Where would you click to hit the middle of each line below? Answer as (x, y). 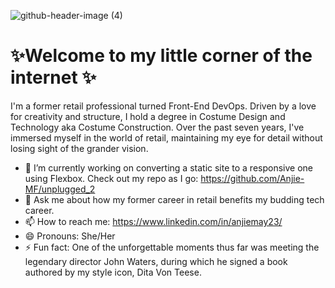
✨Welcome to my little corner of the (161, 56)
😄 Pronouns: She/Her (70, 236)
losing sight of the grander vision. (79, 148)
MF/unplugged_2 (60, 189)
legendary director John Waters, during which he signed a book (156, 261)
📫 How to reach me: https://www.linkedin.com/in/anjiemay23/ (153, 221)
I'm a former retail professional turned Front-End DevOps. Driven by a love (163, 106)
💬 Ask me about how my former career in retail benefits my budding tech (174, 199)
